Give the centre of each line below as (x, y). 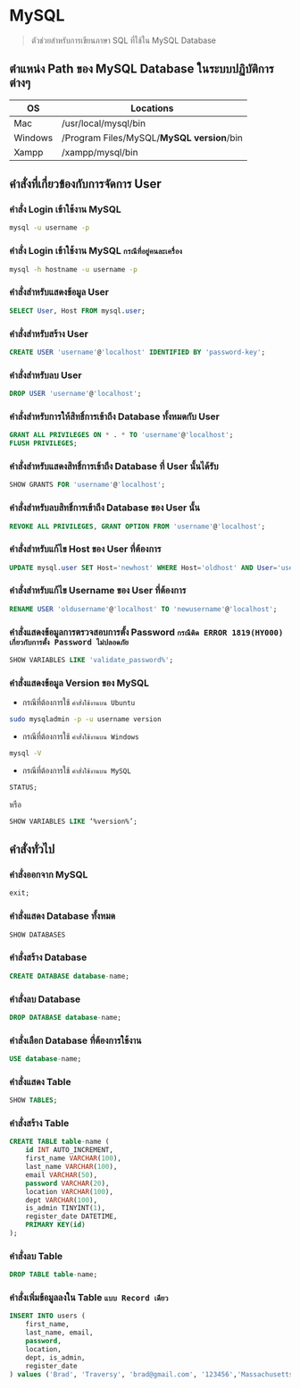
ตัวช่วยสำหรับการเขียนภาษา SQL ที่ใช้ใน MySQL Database (124, 40)
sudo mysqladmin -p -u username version (86, 719)
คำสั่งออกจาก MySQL (49, 875)
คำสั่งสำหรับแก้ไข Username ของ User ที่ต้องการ (98, 591)
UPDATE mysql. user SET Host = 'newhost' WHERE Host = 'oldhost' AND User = (143, 568)
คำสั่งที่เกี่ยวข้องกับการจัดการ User (86, 184)
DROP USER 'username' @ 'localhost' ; (75, 394)
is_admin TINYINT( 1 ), (65, 1208)
